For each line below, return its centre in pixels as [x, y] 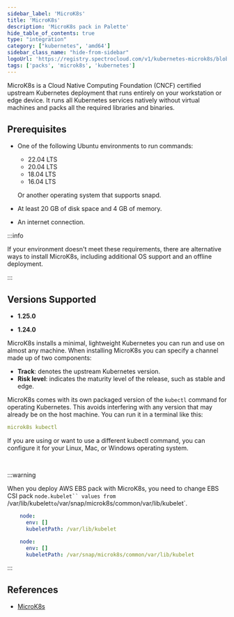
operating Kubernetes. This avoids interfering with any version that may [110, 407]
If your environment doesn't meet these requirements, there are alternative [114, 249]
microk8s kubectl [32, 428]
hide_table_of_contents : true [51, 33]
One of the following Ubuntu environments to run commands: [105, 146]
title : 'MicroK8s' [34, 20]
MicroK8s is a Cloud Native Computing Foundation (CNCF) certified [104, 85]
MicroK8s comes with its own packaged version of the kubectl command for [117, 400]
